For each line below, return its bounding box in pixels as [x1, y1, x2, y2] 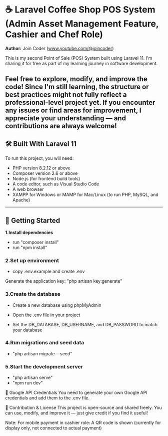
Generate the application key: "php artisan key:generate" [5, 278, 122, 284]
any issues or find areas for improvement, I [5, 106, 141, 115]
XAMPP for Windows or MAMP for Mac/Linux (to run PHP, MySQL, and [12, 191, 158, 198]
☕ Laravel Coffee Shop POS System [5, 4, 155, 16]
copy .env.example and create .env [12, 269, 85, 275]
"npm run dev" [12, 380, 43, 386]
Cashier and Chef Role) [5, 29, 103, 40]
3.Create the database [5, 291, 61, 298]
